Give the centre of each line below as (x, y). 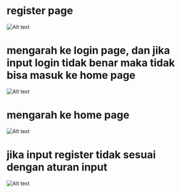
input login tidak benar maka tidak (91, 63)
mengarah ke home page (68, 115)
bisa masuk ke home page (71, 76)
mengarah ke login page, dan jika (88, 50)
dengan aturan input (57, 167)
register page (40, 11)
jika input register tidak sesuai (81, 155)
